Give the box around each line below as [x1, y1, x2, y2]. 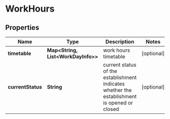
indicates [103, 81, 125, 87]
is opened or [103, 99, 133, 106]
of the [103, 68, 117, 74]
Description [105, 38, 135, 45]
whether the [103, 87, 132, 94]
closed [103, 106, 119, 112]
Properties [5, 23, 39, 32]
